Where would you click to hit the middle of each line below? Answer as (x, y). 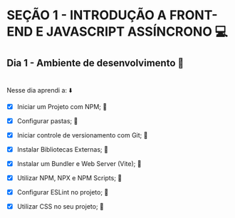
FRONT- (193, 15)
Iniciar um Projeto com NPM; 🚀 (62, 106)
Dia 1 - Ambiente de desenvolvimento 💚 (95, 63)
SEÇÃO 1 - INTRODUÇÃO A (87, 15)
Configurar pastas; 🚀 (47, 120)
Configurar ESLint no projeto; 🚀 (63, 192)
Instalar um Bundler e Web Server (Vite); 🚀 (79, 164)
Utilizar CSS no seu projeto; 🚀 (60, 207)
